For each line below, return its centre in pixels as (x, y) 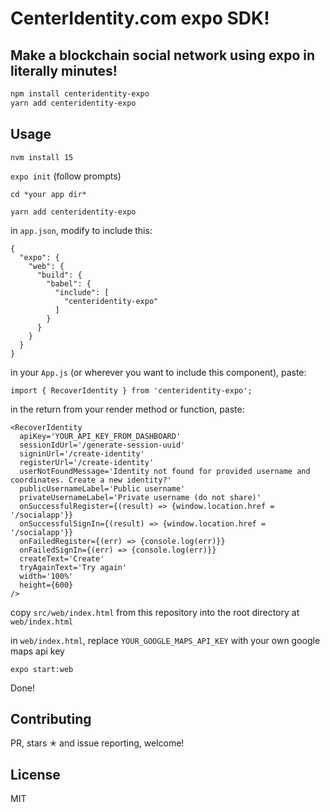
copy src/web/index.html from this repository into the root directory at (155, 612)
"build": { (59, 275)
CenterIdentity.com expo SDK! (140, 18)
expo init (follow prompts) (66, 176)
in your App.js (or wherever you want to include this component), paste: (158, 372)
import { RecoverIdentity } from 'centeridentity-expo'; (131, 390)
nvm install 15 (42, 157)
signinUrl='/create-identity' (82, 453)
